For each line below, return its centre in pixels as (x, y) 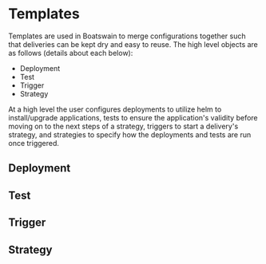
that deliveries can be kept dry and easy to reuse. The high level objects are (133, 44)
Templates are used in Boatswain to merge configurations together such (127, 36)
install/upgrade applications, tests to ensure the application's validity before (133, 117)
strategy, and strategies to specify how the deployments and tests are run (130, 134)
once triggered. (34, 143)
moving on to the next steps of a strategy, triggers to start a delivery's (123, 126)
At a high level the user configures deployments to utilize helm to (115, 109)
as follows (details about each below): (71, 53)
